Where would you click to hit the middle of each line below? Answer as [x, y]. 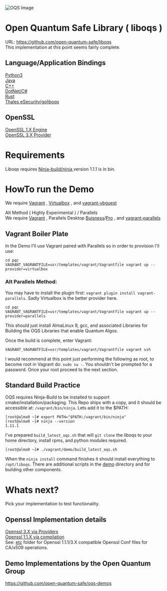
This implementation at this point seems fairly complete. [63, 47]
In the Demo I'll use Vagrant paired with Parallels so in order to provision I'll [82, 246]
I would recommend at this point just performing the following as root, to [79, 359]
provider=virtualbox [27, 269]
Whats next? [32, 490]
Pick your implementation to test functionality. [52, 504]
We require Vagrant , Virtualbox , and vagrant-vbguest [61, 203]
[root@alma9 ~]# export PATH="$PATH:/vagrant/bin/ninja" [66, 417]
